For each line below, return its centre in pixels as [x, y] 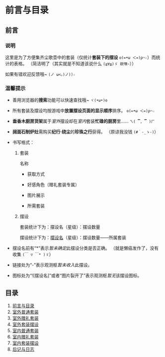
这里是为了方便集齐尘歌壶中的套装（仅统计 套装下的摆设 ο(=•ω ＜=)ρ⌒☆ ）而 [81, 57]
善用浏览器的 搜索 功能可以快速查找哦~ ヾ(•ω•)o [60, 100]
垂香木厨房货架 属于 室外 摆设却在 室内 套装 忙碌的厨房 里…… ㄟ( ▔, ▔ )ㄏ [83, 121]
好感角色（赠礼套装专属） [53, 185]
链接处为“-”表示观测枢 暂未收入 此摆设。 [52, 265]
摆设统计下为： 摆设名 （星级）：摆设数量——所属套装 [73, 238]
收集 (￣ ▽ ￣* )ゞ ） [33, 254]
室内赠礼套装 [25, 337]
